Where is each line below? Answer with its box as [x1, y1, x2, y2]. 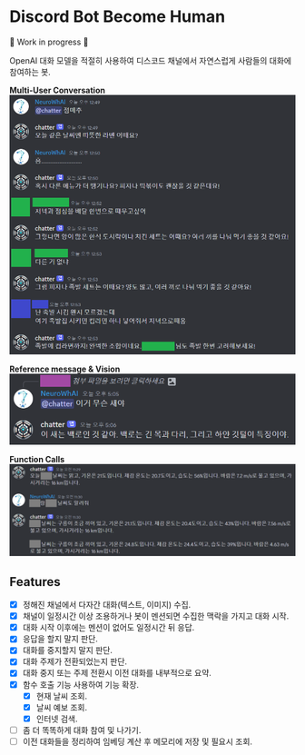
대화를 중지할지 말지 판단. [22, 645, 113, 656]
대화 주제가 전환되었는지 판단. [22, 656, 128, 667]
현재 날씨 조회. [35, 690, 88, 701]
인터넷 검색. [35, 713, 78, 724]
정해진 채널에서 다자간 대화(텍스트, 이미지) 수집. [22, 600, 192, 611]
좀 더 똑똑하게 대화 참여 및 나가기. [22, 724, 142, 735]
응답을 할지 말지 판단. [22, 633, 98, 644]
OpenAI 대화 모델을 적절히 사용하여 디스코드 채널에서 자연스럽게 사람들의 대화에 [9, 55, 292, 65]
